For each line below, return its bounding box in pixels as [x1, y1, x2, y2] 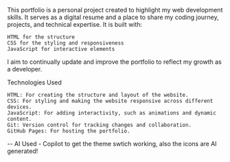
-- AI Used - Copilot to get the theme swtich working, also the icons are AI [7, 140, 218, 148]
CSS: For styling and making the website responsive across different [7, 97, 214, 104]
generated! [7, 147, 38, 155]
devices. [7, 104, 32, 111]
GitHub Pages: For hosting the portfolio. [7, 128, 130, 135]
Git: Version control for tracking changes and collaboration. [7, 121, 192, 128]
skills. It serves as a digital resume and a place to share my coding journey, [7, 13, 220, 21]
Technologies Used [7, 78, 62, 86]
